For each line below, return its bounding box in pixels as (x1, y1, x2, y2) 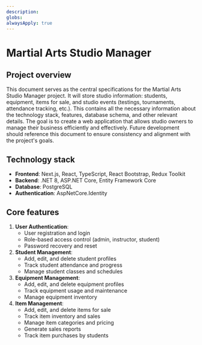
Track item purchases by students (24, 332, 109, 339)
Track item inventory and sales (24, 312, 101, 320)
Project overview (6, 70, 72, 80)
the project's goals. (6, 137, 54, 145)
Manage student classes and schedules (24, 268, 123, 275)
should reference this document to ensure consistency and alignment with (6, 131, 191, 138)
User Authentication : (14, 223, 69, 230)
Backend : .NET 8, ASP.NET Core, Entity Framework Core (14, 177, 157, 184)
